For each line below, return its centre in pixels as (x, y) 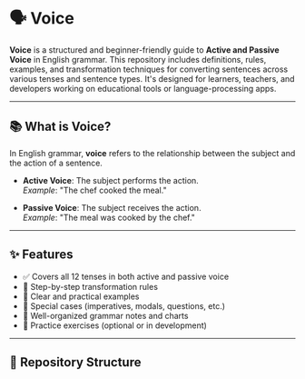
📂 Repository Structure (75, 362)
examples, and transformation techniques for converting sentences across (149, 69)
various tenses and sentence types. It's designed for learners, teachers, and (152, 78)
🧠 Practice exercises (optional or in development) (114, 325)
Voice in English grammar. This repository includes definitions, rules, (138, 59)
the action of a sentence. (56, 163)
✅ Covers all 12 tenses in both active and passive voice (126, 276)
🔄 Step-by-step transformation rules (90, 286)
